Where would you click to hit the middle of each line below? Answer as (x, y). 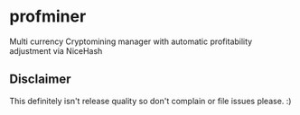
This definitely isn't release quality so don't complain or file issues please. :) (150, 101)
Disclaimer (40, 80)
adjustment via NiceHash (56, 50)
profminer (48, 17)
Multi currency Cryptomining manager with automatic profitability (131, 41)
